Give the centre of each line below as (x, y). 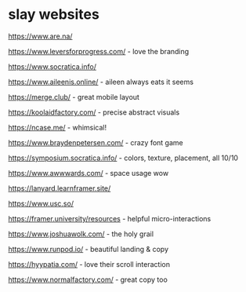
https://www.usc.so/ (41, 203)
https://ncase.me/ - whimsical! (58, 127)
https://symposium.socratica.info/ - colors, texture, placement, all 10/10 (123, 158)
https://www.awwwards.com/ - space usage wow (89, 173)
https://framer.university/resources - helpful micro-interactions (110, 218)
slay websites (54, 15)
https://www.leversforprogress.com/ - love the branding (99, 51)
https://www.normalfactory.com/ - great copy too (88, 279)
